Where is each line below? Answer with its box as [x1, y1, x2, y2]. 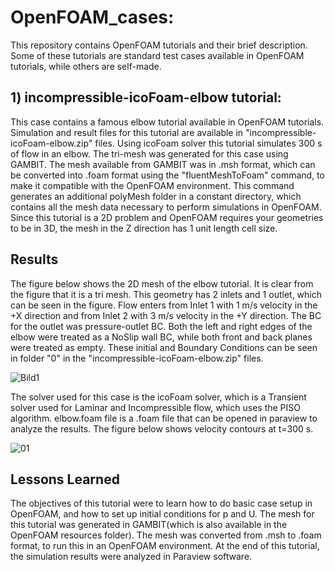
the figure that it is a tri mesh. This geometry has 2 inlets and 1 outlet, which [10, 288, 323, 300]
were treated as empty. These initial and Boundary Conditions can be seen [10, 341, 318, 353]
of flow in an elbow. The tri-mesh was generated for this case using [10, 147, 289, 160]
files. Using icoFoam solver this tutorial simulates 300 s [94, 137, 323, 149]
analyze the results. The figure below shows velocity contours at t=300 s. [10, 422, 314, 435]
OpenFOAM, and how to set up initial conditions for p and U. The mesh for [10, 508, 315, 520]
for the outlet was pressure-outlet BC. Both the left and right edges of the [10, 320, 313, 332]
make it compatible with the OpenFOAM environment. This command [10, 179, 295, 191]
